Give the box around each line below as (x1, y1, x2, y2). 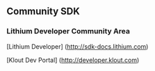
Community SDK (6, 6, 81, 17)
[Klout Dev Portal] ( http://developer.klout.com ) (6, 56, 140, 64)
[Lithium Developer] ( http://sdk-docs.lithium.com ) (6, 42, 149, 51)
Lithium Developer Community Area (6, 26, 130, 36)
